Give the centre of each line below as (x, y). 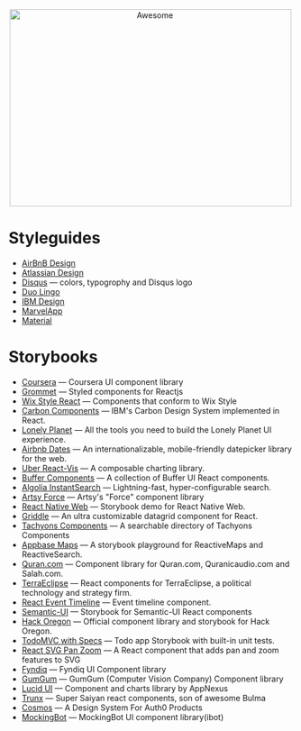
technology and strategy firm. (77, 592)
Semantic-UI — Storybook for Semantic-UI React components (137, 611)
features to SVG (51, 659)
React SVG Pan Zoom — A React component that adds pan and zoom (150, 650)
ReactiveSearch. (52, 554)
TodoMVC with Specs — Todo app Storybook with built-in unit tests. (148, 640)
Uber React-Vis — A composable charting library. (113, 468)
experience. (44, 439)
